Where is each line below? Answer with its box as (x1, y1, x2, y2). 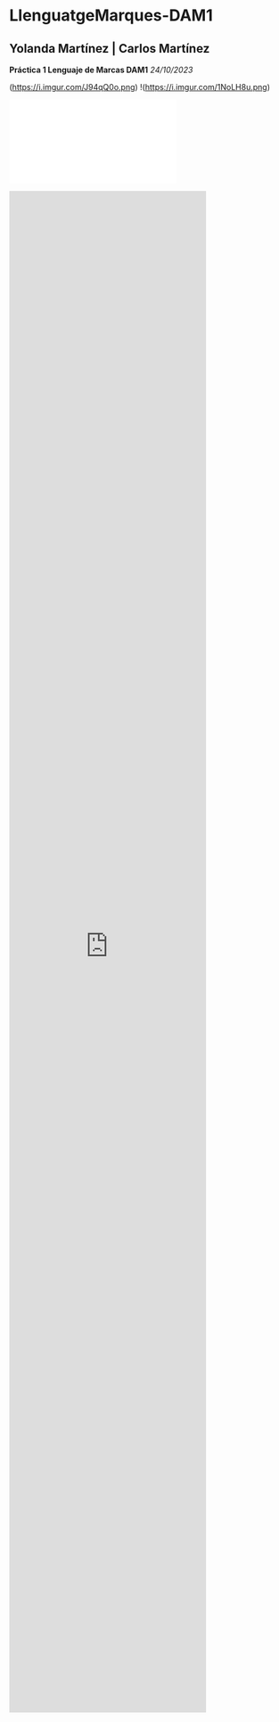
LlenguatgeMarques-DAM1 (9, 5, 213, 26)
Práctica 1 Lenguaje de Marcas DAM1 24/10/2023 (9, 64, 193, 75)
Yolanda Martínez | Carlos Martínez (9, 41, 210, 56)
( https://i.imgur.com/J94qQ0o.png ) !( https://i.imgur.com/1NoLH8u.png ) (9, 82, 270, 92)
